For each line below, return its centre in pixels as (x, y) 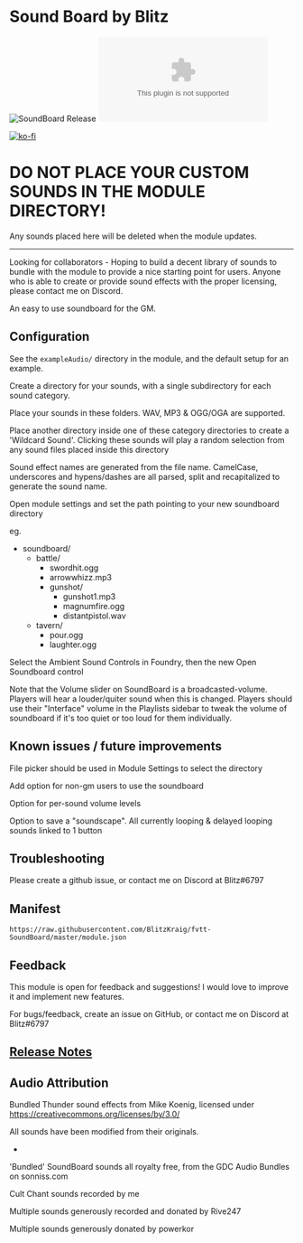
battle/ (48, 558)
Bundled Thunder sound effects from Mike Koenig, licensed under (132, 1105)
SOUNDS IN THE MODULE (107, 192)
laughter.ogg (73, 645)
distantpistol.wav (94, 616)
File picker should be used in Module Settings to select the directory (136, 768)
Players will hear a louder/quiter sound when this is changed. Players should (151, 699)
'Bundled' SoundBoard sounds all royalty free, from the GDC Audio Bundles (150, 1167)
